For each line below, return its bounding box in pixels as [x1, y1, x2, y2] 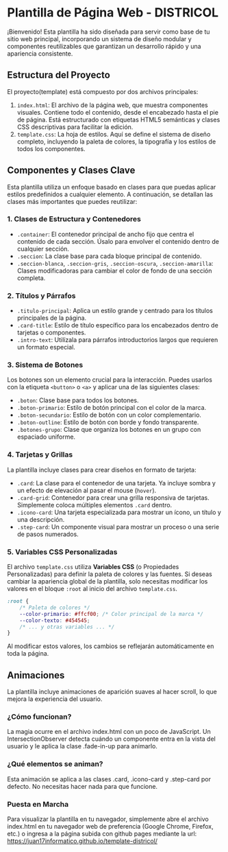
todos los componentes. [16, 144, 86, 152]
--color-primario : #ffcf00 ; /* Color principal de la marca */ [19, 610, 204, 617]
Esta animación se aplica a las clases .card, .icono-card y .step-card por [7, 774, 211, 783]
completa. [16, 273, 46, 282]
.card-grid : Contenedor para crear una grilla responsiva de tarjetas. [16, 493, 210, 502]
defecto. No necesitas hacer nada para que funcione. [7, 782, 158, 790]
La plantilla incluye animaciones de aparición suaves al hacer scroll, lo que [7, 688, 217, 696]
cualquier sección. [16, 244, 70, 253]
